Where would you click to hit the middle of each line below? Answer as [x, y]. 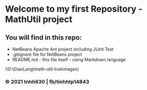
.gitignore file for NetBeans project [47, 54]
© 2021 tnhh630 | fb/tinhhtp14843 [47, 82]
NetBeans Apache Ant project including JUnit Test [63, 49]
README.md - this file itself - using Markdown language [69, 59]
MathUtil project [39, 19]
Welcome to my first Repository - [74, 9]
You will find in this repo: [44, 37]
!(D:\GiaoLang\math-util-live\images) [42, 69]
